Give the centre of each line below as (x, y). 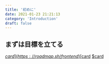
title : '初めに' (21, 10)
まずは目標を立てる (34, 44)
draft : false (18, 23)
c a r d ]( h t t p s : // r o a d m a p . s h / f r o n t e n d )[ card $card (54, 56)
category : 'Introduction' (31, 19)
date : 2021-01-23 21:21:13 (33, 14)
